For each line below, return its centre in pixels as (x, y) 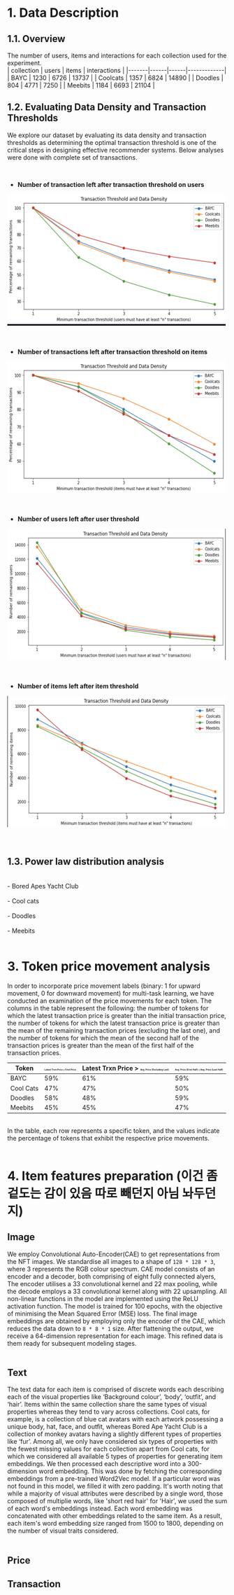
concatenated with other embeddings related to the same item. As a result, (115, 1516)
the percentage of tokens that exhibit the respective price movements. (108, 1138)
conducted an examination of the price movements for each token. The (109, 1001)
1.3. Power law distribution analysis (86, 862)
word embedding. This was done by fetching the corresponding (130, 1471)
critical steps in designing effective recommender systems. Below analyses (116, 150)
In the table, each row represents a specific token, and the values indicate (114, 1130)
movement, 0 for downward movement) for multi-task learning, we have (111, 993)
